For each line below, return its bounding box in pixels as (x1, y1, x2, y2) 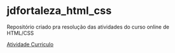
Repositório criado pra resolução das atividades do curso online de (6, 23, 170, 30)
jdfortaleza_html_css (6, 4, 112, 17)
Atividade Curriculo (6, 41, 54, 48)
